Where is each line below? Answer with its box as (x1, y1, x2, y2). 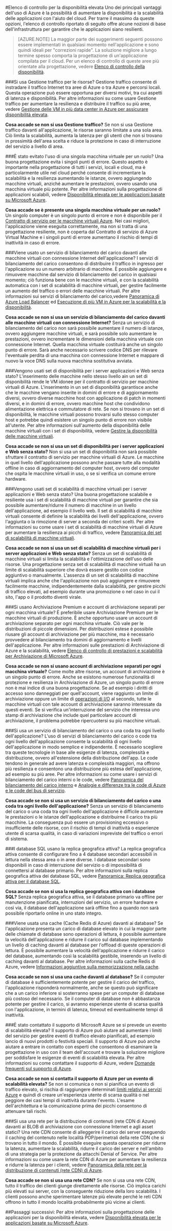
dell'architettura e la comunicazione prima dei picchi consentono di (5, 1103, 147, 1109)
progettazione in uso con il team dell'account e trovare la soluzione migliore (5, 1049, 165, 1055)
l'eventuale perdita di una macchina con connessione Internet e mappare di (5, 352, 164, 358)
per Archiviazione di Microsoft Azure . (5, 653, 84, 659)
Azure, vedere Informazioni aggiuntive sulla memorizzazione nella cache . (5, 964, 160, 970)
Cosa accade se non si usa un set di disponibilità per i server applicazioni (5, 443, 164, 449)
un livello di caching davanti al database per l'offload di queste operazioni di (5, 942, 166, 948)
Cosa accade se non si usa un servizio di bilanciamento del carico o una (5, 798, 161, 803)
